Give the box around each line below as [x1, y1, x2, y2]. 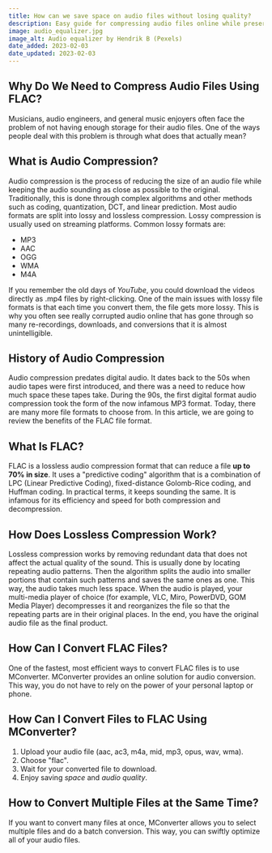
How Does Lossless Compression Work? [8, 528, 217, 542]
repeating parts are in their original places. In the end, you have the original [8, 610, 259, 619]
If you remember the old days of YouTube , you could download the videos [8, 285, 255, 294]
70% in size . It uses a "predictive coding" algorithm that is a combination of [8, 469, 261, 479]
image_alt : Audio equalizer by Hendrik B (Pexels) [8, 34, 183, 43]
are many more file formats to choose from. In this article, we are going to [8, 407, 254, 418]
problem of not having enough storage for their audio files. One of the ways [8, 122, 261, 132]
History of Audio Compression [8, 352, 165, 366]
